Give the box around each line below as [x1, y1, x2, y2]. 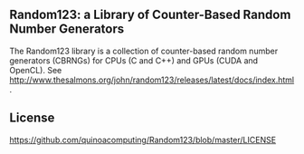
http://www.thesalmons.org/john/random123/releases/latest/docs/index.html [9, 74, 295, 85]
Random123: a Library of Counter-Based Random [9, 7, 291, 23]
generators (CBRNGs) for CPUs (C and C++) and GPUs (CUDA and [9, 54, 259, 66]
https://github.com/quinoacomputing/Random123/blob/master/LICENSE [9, 134, 277, 145]
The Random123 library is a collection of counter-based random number [9, 45, 279, 56]
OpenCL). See [9, 64, 62, 75]
